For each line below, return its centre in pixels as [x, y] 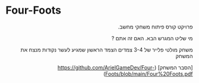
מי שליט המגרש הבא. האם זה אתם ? [152, 38]
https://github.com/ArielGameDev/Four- [106, 67]
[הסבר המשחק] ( [173, 67]
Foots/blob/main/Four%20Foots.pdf [149, 74]
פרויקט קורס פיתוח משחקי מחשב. [155, 27]
